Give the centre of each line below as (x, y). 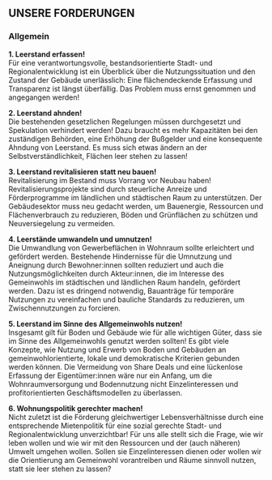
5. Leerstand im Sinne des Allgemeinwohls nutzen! (96, 324)
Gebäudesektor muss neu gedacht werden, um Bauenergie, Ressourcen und (136, 206)
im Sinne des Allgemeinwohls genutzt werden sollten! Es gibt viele (119, 341)
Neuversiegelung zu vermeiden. (62, 223)
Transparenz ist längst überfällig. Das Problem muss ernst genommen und (132, 88)
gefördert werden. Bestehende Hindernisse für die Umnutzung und (120, 256)
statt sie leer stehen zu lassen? (60, 469)
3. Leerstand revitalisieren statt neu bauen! (83, 171)
